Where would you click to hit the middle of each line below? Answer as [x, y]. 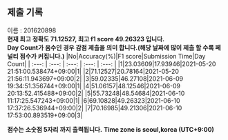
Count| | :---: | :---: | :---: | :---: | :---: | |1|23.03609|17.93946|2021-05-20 [112, 63]
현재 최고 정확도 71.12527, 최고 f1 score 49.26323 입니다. [86, 39]
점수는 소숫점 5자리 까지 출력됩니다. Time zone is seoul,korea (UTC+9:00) [111, 129]
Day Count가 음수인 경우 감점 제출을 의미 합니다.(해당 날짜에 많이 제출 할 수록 [111, 48]
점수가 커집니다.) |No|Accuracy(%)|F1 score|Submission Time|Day [113, 56]
